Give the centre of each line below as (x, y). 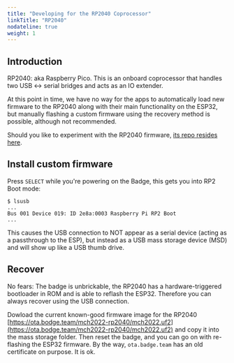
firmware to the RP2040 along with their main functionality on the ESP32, (112, 107)
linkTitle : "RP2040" (37, 20)
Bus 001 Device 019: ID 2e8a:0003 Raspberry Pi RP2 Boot (92, 214)
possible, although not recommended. (62, 121)
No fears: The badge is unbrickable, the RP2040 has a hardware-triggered (115, 286)
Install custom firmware (60, 164)
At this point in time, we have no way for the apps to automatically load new (116, 99)
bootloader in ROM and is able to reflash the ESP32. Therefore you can (109, 293)
